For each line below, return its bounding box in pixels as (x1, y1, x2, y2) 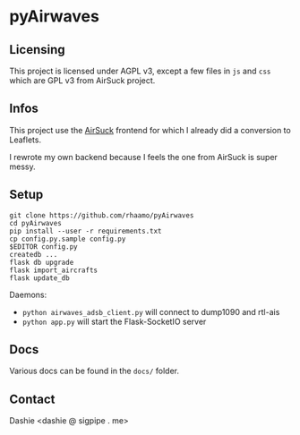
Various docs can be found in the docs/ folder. (9, 365, 180, 377)
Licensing (9, 42, 65, 57)
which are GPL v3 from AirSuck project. (9, 75, 156, 86)
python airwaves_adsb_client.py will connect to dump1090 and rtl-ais (21, 306, 280, 317)
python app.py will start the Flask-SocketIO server (21, 316, 207, 327)
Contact (9, 391, 56, 406)
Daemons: (9, 289, 47, 300)
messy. (9, 161, 36, 172)
